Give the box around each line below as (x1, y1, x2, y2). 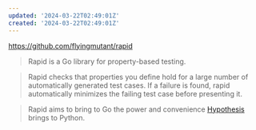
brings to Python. (27, 112, 86, 122)
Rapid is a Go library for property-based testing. (27, 57, 186, 66)
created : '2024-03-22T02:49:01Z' (8, 19, 120, 27)
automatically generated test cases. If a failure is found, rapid (27, 81, 230, 90)
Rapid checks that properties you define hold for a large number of (27, 72, 249, 81)
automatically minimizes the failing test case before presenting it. (27, 89, 242, 98)
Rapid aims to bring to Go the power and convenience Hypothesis (27, 104, 246, 114)
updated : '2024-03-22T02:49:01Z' (8, 11, 120, 20)
